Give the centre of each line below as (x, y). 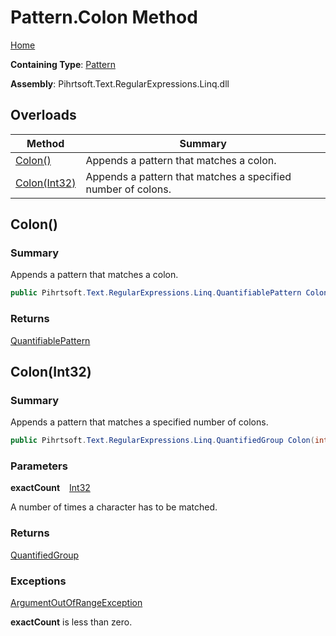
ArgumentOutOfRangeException (76, 603)
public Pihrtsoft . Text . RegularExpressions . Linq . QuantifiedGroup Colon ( (162, 441)
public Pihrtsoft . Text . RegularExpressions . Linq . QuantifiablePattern (156, 293)
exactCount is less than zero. (71, 622)
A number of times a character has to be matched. (114, 507)
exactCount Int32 (50, 488)
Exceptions (38, 581)
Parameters (39, 466)
